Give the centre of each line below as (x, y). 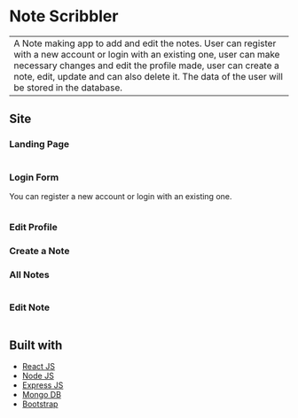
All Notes (30, 275)
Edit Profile (33, 227)
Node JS (38, 376)
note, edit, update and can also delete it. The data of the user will (149, 76)
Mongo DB (42, 395)
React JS (39, 367)
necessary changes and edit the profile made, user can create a (146, 66)
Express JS (43, 385)
